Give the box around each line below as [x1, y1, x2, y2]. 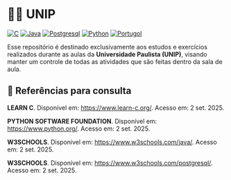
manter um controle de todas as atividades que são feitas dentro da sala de [7, 57, 223, 65]
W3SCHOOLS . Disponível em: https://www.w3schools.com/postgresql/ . [7, 158, 213, 167]
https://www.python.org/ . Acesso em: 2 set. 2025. [7, 124, 151, 133]
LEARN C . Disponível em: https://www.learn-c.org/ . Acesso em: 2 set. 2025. [7, 104, 225, 112]
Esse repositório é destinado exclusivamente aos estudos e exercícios [7, 42, 208, 51]
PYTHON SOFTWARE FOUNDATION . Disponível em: [7, 117, 157, 125]
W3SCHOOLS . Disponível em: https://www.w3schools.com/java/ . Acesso [7, 138, 217, 146]
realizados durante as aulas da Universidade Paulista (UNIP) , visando [7, 50, 207, 58]
